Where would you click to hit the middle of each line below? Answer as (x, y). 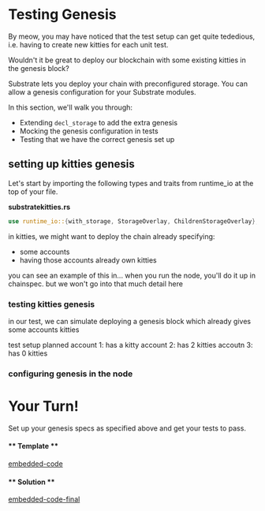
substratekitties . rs (39, 207)
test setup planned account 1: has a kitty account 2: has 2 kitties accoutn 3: (131, 345)
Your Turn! (43, 407)
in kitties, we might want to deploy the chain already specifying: (112, 236)
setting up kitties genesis (72, 164)
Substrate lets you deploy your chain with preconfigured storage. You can (128, 84)
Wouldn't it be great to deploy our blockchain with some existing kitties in (127, 60)
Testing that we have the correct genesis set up (97, 139)
